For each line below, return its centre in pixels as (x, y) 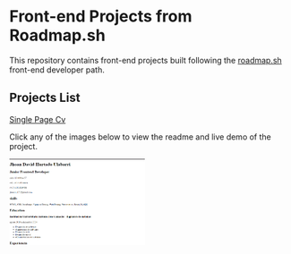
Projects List (45, 98)
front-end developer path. (57, 70)
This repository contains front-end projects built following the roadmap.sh (145, 60)
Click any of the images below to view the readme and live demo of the (140, 137)
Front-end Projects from (101, 17)
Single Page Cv (38, 119)
